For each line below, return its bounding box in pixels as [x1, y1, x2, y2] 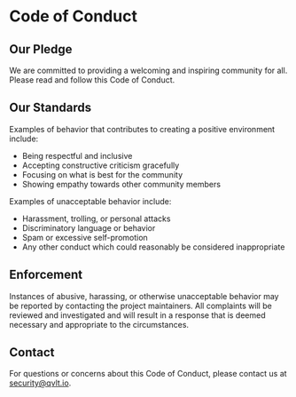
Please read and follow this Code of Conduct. [9, 75, 175, 85]
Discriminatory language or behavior [21, 222, 156, 233]
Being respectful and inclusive [21, 150, 133, 161]
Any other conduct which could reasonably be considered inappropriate [21, 242, 285, 252]
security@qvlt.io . [9, 377, 72, 388]
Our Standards [9, 100, 92, 115]
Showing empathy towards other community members [21, 179, 222, 189]
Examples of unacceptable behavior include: [9, 195, 172, 206]
